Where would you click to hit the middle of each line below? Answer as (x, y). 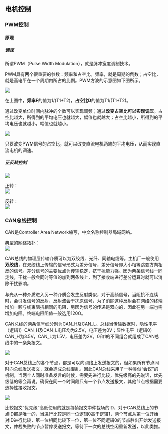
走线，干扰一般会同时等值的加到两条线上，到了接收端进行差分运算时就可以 (82, 277)
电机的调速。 (22, 150)
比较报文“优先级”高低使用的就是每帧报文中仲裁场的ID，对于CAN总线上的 (80, 408)
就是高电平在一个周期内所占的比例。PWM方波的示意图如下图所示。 (74, 80)
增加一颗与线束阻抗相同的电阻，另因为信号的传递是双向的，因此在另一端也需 (84, 307)
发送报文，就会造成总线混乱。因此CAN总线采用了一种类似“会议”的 (90, 369)
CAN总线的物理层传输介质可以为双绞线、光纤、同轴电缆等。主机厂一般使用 (82, 259)
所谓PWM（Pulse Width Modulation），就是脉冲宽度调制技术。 (69, 63)
